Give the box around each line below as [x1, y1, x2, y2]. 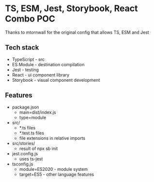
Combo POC [5, 13, 56, 24]
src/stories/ [12, 140, 35, 146]
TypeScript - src [12, 56, 45, 62]
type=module [19, 114, 46, 120]
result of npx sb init [19, 146, 58, 151]
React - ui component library [12, 72, 69, 78]
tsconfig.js [12, 161, 33, 167]
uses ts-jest [19, 156, 43, 162]
